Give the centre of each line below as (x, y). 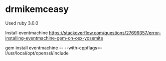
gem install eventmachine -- (34, 47)
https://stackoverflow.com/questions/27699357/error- (105, 32)
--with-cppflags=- (83, 47)
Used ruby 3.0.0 (22, 23)
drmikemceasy (37, 9)
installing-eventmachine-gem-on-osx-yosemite (54, 38)
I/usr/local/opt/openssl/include (37, 53)
